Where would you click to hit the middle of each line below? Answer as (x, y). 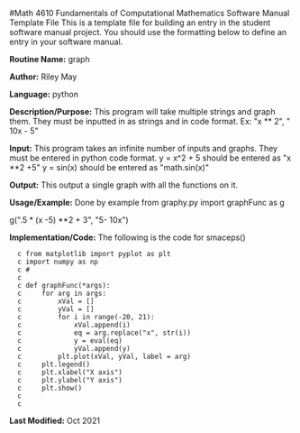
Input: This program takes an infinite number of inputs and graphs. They (143, 148)
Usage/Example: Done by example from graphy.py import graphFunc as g (147, 203)
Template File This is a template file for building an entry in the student (140, 23)
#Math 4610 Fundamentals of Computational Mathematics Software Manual (150, 13)
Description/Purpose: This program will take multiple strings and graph (143, 111)
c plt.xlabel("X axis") (70, 373)
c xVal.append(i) (74, 325)
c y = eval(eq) (70, 341)
